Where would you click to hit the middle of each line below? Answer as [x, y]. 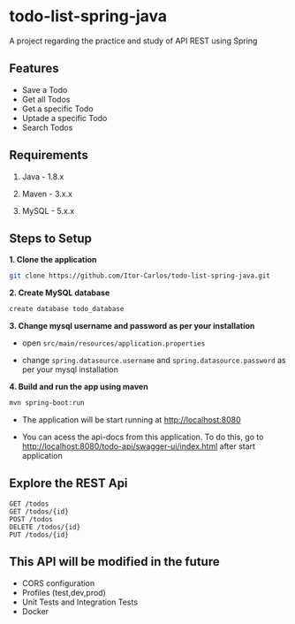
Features [34, 68]
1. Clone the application [53, 260]
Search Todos [47, 127]
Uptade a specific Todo [64, 118]
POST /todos [31, 519]
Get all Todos [46, 99]
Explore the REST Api [68, 483]
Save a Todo [45, 89]
